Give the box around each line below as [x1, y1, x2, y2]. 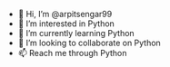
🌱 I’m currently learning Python [17, 28, 135, 38]
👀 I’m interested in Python [17, 18, 115, 29]
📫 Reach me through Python [17, 48, 127, 58]
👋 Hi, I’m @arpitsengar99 [17, 9, 113, 19]
